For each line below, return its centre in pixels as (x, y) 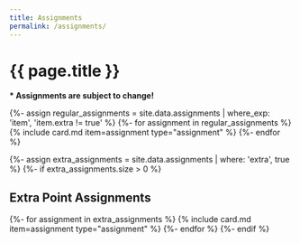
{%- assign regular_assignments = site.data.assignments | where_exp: (140, 113)
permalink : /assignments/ (58, 26)
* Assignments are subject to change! (82, 96)
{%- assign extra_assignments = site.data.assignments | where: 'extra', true (150, 160)
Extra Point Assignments (80, 197)
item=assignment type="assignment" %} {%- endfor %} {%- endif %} (140, 229)
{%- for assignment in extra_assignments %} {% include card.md (131, 220)
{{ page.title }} (65, 71)
